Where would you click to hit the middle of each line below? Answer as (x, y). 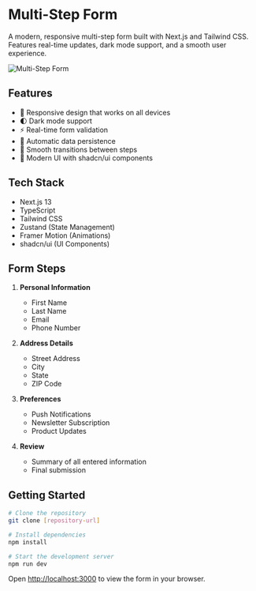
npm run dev (28, 564)
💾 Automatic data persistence (67, 141)
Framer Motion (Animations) (65, 235)
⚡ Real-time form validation (64, 130)
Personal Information (55, 288)
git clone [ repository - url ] (54, 521)
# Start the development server (61, 556)
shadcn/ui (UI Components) (65, 243)
